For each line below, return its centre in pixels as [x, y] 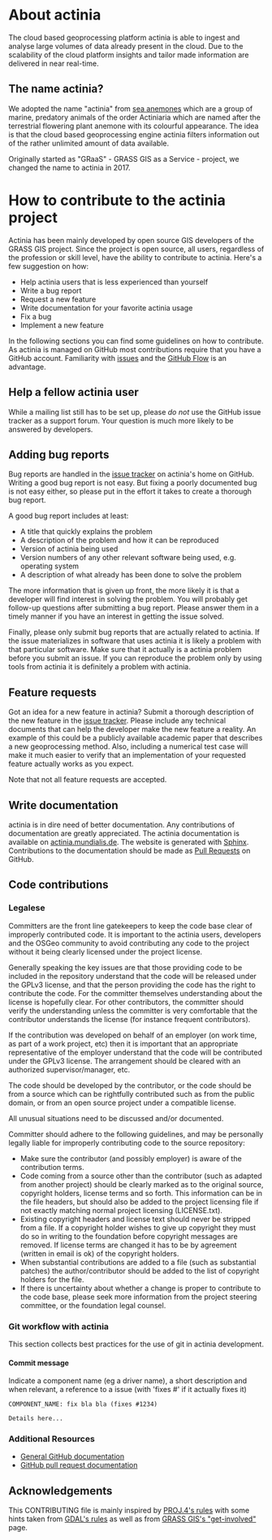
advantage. [27, 367]
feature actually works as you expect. [71, 764]
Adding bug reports [59, 454]
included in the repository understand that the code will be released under [133, 976]
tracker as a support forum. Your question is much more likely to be [121, 420]
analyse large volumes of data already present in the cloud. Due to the [126, 46]
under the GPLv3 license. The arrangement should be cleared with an [125, 1061]
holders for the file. [52, 1279]
